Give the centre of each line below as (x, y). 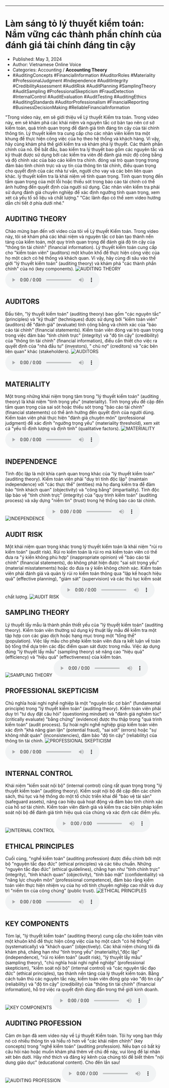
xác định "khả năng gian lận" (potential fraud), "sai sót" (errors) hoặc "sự (81, 730)
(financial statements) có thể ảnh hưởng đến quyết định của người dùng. (80, 413)
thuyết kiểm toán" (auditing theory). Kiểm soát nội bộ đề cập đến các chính (83, 791)
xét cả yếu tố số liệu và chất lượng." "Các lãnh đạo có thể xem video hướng (83, 197)
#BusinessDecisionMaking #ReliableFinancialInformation (71, 107)
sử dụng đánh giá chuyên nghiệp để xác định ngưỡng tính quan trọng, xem (82, 192)
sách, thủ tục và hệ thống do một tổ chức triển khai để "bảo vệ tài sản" (78, 797)
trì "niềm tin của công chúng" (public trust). (50, 891)
